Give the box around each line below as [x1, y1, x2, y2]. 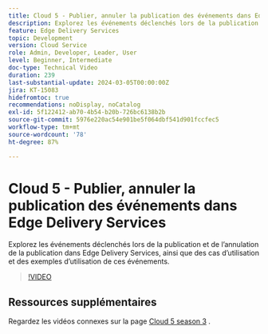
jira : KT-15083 [8, 85, 59, 94]
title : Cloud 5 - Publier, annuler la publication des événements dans [8, 11, 251, 20]
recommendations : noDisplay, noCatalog [8, 101, 141, 109]
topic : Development [8, 34, 73, 42]
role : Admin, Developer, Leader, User [8, 49, 137, 57]
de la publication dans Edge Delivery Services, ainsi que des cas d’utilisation [8, 249, 260, 258]
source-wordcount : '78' [8, 130, 88, 138]
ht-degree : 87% [8, 137, 59, 146]
